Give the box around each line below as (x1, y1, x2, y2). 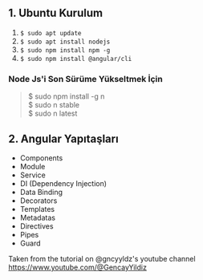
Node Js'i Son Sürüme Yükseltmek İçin (8, 73, 163, 84)
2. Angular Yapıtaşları (8, 132, 119, 145)
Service (19, 170, 46, 180)
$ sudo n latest (27, 108, 78, 119)
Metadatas (19, 213, 56, 222)
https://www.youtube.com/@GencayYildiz (8, 262, 147, 272)
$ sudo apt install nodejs (19, 38, 111, 46)
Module (19, 161, 46, 171)
